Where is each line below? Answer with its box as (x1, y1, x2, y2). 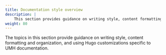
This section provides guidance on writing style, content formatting (14, 16, 163, 21)
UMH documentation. (5, 45, 49, 51)
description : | (5, 12, 37, 17)
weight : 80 (5, 21, 28, 26)
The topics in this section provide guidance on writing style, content (5, 35, 144, 41)
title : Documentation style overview (5, 7, 83, 12)
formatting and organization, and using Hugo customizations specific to (5, 40, 151, 46)
